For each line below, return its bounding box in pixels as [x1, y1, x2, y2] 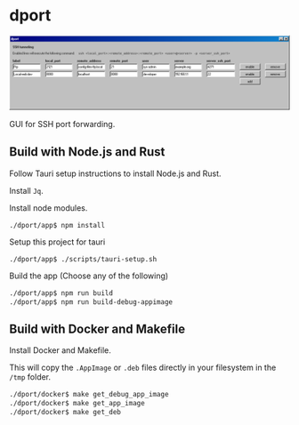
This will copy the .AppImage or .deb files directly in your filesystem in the [9, 362, 277, 373]
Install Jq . [9, 185, 44, 196]
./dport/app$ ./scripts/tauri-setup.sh [9, 254, 158, 263]
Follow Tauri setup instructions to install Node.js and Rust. [9, 168, 222, 179]
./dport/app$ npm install [9, 221, 105, 229]
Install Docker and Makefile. [9, 345, 111, 356]
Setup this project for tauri [9, 237, 106, 247]
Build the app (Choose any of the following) [9, 270, 169, 281]
